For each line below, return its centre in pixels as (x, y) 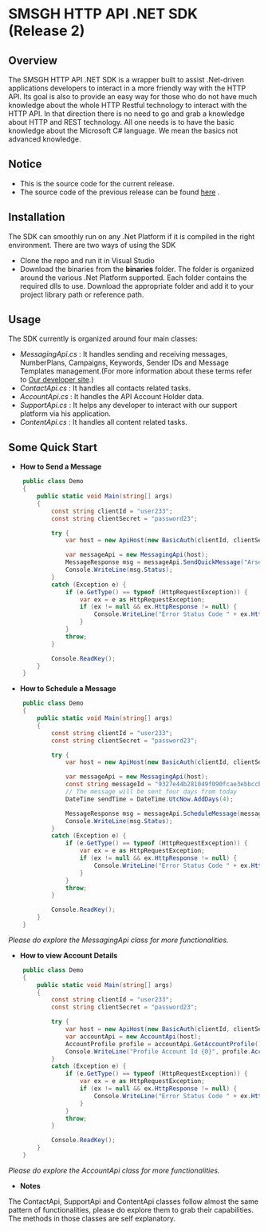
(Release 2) (47, 31)
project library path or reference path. (82, 294)
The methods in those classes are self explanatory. (92, 1218)
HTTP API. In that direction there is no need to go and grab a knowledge (127, 114)
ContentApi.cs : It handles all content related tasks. (103, 422)
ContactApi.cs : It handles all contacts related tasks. (105, 388)
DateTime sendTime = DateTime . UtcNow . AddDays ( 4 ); (149, 799)
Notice (25, 164)
